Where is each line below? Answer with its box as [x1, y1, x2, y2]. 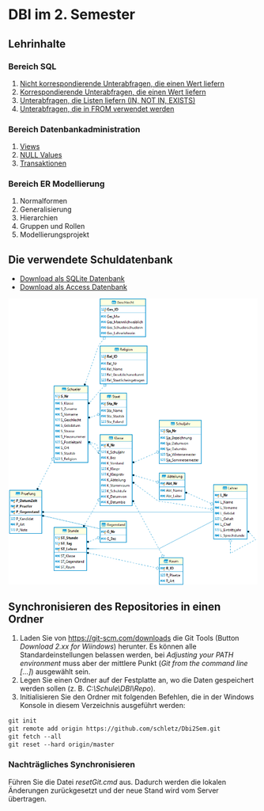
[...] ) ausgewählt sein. [19, 667, 91, 676]
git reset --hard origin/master [8, 741, 115, 749]
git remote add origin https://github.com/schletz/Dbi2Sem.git [8, 725, 221, 733]
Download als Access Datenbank [19, 283, 128, 292]
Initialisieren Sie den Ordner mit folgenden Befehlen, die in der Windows [19, 692, 255, 702]
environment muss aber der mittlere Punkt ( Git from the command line [19, 659, 248, 668]
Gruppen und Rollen [19, 222, 85, 231]
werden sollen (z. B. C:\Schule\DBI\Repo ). [19, 683, 156, 694]
